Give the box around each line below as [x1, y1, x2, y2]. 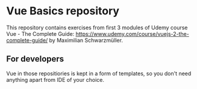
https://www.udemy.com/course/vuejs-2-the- [75, 30, 190, 37]
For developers [6, 54, 64, 64]
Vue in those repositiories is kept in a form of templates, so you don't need [6, 70, 192, 77]
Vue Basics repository [6, 4, 119, 18]
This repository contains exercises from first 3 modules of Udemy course [6, 24, 188, 31]
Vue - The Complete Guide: [6, 30, 75, 37]
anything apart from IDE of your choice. [6, 76, 104, 83]
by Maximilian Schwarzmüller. [49, 36, 124, 44]
